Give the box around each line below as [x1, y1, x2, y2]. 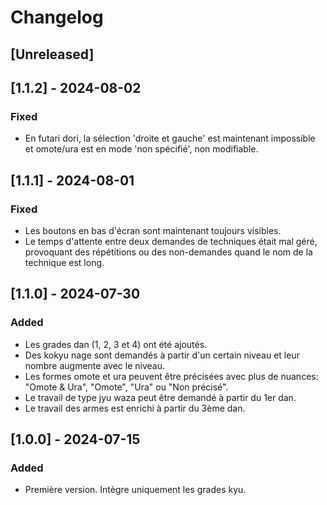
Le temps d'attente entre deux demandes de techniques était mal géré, [24, 235, 318, 247]
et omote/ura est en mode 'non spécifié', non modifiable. [24, 143, 259, 155]
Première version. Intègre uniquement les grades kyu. [24, 484, 247, 496]
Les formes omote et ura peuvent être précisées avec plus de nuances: [24, 370, 319, 382]
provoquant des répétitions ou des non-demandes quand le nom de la [24, 246, 313, 258]
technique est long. [24, 256, 105, 268]
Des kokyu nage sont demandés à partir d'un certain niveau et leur [24, 349, 300, 361]
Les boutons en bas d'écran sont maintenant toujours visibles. [24, 224, 282, 236]
